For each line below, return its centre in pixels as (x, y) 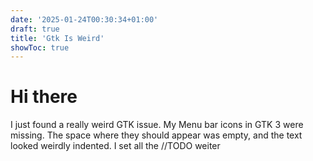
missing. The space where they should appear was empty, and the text (156, 135)
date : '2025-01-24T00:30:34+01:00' (84, 19)
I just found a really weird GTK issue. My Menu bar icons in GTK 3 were (157, 125)
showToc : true (40, 47)
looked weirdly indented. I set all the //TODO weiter (115, 146)
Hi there (44, 97)
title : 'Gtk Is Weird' (57, 38)
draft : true (35, 29)
